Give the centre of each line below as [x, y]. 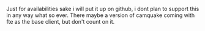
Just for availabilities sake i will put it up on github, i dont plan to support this [103, 9]
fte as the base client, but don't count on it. [61, 22]
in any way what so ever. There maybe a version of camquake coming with [100, 15]
